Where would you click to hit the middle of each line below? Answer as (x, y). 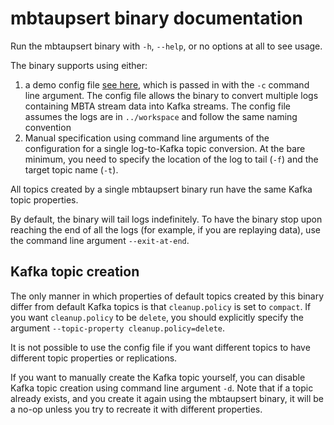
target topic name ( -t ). (71, 169)
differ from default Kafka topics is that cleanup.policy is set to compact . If (161, 306)
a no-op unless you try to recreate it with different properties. (136, 409)
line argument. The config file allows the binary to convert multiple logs (171, 95)
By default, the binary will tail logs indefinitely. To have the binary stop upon (166, 219)
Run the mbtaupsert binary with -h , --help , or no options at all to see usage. (166, 46)
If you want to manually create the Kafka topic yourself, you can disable (158, 377)
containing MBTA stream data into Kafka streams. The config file (157, 106)
